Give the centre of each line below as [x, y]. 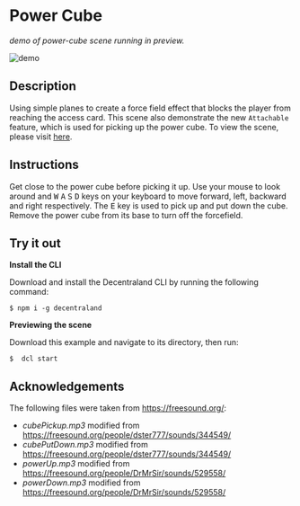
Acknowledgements [67, 386]
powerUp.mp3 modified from [76, 464]
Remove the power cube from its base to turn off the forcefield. [126, 215]
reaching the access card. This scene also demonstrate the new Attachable [149, 117]
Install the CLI [35, 265]
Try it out [35, 243]
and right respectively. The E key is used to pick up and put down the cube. [149, 205]
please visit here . [41, 137]
